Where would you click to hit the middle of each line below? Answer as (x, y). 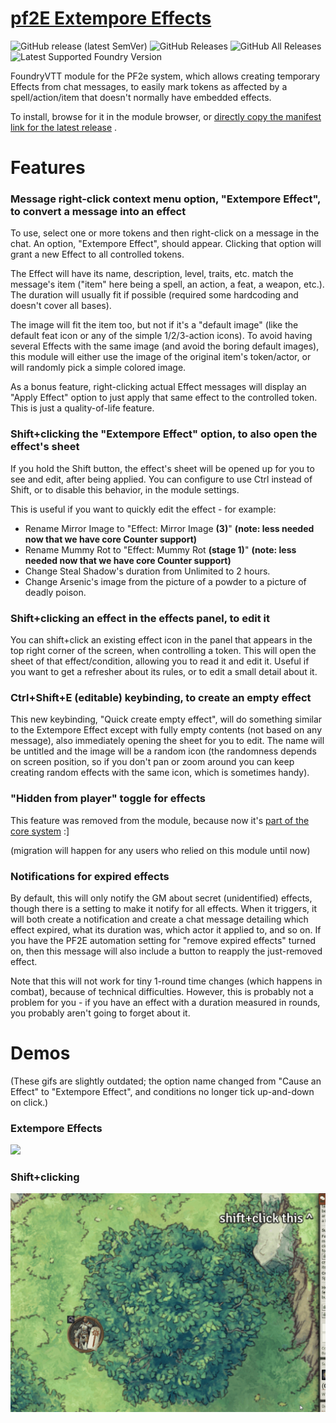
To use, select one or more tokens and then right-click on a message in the (165, 233)
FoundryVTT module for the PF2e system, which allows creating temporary (165, 76)
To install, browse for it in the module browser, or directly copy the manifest (166, 116)
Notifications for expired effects (90, 876)
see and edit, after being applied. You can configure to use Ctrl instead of (161, 479)
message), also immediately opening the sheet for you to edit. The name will (167, 741)
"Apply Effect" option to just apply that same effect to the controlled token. (164, 398)
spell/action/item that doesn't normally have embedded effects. (141, 97)
